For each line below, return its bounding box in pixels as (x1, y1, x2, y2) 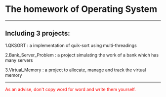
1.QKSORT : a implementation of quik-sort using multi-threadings (5, 42, 137, 48)
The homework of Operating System (5, 3, 157, 15)
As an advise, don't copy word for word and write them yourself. (5, 86, 136, 92)
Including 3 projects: (5, 29, 70, 38)
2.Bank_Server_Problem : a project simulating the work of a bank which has (5, 52, 159, 58)
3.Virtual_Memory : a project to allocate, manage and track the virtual (5, 67, 146, 73)
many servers (5, 57, 33, 63)
